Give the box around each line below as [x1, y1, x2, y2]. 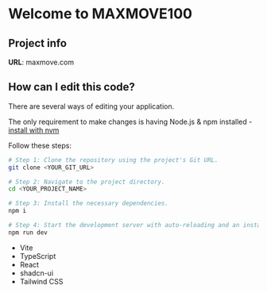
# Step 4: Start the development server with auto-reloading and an [8, 222, 240, 229]
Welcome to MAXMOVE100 [8, 5, 193, 23]
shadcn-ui [19, 268, 54, 278]
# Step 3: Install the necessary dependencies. [8, 199, 169, 207]
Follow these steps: [8, 141, 72, 150]
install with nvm [8, 125, 60, 135]
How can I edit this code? [8, 80, 135, 94]
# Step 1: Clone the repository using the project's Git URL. [8, 156, 219, 164]
